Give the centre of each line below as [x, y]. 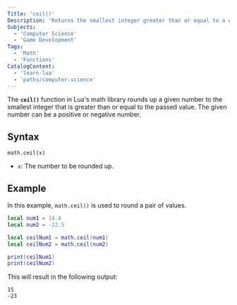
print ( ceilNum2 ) [31, 263]
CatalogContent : [31, 66]
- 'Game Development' [45, 40]
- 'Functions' [34, 60]
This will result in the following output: [62, 277]
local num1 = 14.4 [34, 218]
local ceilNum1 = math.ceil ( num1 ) [58, 237]
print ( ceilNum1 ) [31, 257]
